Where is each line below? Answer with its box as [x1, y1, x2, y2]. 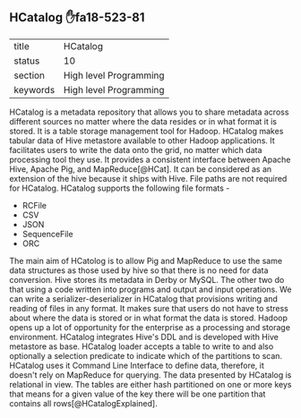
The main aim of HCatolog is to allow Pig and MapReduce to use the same [9, 255, 283, 266]
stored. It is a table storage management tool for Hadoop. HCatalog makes [9, 125, 284, 136]
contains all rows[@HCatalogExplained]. [9, 397, 159, 408]
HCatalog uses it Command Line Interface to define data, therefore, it [9, 360, 264, 371]
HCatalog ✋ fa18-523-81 [9, 10, 145, 25]
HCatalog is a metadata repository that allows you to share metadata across [9, 107, 289, 117]
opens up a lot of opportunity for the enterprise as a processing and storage [9, 321, 291, 332]
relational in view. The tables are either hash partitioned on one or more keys [9, 379, 292, 389]
